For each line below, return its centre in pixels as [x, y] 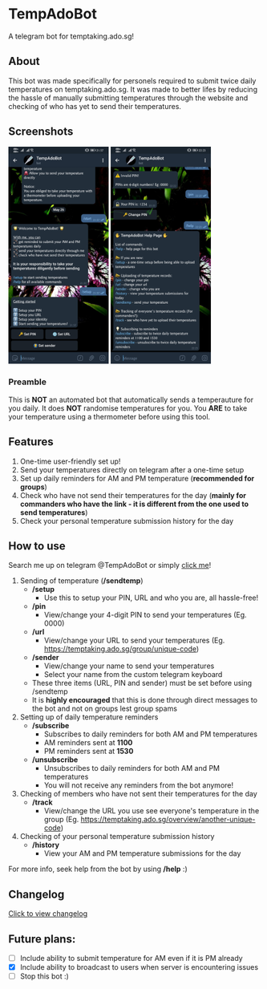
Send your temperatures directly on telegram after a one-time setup [132, 469]
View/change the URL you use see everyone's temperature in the [152, 811]
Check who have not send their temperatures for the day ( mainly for [133, 495]
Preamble [27, 382]
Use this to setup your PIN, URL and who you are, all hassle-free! [151, 598]
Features [31, 442]
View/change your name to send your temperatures [129, 666]
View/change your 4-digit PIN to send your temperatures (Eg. [145, 615]
